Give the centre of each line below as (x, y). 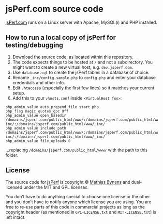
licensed (14, 187)
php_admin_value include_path (36, 128)
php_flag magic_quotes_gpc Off (37, 111)
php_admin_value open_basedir (36, 115)
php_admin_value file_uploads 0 (38, 141)
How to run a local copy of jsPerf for (61, 38)
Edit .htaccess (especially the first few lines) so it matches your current (83, 88)
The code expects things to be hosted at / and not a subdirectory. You (82, 62)
